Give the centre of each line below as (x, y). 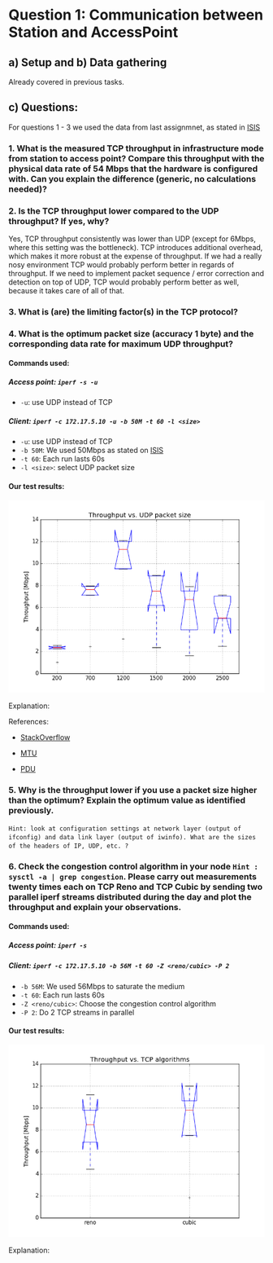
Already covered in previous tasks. (66, 82)
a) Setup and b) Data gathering (88, 62)
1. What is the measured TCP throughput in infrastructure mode (136, 148)
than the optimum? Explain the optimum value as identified (127, 800)
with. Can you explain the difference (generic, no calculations (132, 178)
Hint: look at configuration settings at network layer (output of (125, 829)
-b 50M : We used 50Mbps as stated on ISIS (92, 451)
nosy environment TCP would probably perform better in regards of (121, 265)
